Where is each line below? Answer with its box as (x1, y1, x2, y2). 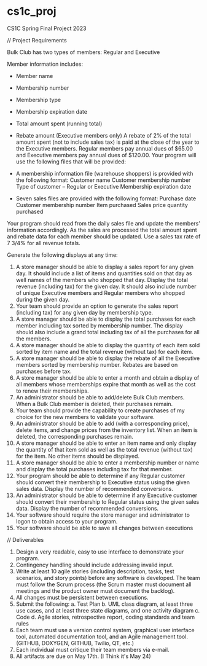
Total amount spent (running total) (15, 120, 103, 127)
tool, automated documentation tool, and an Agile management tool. (15, 633, 188, 640)
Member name (15, 72, 53, 79)
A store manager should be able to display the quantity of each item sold (15, 341, 200, 348)
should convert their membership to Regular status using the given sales (15, 498, 200, 505)
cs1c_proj (7, 4, 57, 18)
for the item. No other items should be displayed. (15, 452, 140, 460)
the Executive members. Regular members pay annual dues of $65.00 (15, 144, 193, 152)
